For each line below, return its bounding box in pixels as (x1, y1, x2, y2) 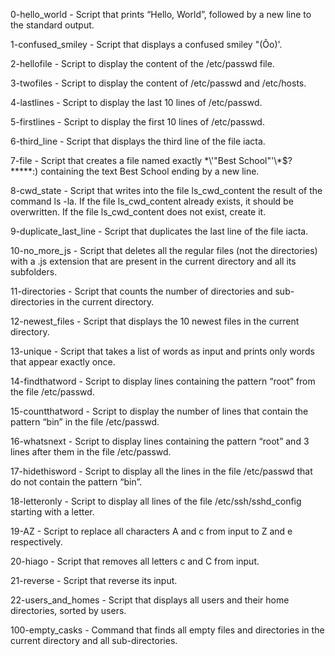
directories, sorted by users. (10, 605, 127, 616)
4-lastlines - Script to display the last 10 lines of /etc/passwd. (10, 97, 263, 108)
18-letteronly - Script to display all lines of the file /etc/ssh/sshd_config (10, 495, 302, 507)
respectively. (10, 536, 63, 548)
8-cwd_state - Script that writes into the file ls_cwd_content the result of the (10, 185, 323, 196)
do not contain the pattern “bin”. (10, 476, 143, 488)
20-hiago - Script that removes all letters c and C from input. (10, 555, 260, 567)
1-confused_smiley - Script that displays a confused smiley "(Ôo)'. (10, 39, 283, 50)
